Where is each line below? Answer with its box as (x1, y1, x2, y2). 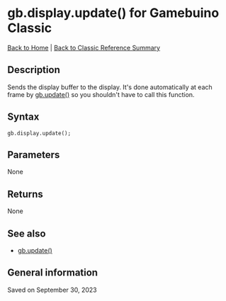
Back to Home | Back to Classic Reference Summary (7, 43, 161, 52)
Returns (7, 188, 44, 200)
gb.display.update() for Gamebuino (7, 5, 220, 21)
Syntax (7, 111, 40, 123)
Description (7, 64, 60, 76)
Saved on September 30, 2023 (7, 285, 97, 294)
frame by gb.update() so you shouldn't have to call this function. (7, 90, 195, 98)
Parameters (7, 149, 60, 161)
